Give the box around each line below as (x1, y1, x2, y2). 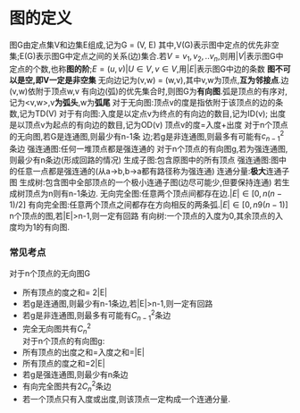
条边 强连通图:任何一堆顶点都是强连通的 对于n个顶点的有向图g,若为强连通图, (9, 144, 288, 155)
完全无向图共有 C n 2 (21, 321, 92, 336)
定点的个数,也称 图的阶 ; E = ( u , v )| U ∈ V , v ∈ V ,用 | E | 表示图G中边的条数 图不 (9, 63, 283, 74)
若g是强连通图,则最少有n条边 (21, 369, 129, 380)
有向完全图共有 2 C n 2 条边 (21, 379, 112, 393)
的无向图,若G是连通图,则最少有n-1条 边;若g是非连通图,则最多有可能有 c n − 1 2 (9, 129, 285, 144)
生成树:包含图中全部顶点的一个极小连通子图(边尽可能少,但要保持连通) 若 (19, 177, 283, 188)
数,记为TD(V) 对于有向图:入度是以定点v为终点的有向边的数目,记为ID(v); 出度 (9, 108, 287, 119)
